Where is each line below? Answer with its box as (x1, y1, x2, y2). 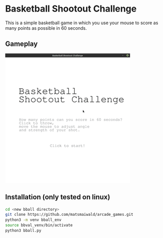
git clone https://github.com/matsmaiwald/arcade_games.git (5, 212, 134, 217)
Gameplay (5, 40, 38, 48)
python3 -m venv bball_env (5, 217, 62, 222)
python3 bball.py (5, 228, 42, 233)
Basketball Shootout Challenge (5, 3, 137, 15)
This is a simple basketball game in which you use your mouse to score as (5, 20, 158, 26)
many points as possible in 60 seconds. (5, 25, 87, 31)
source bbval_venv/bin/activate (5, 223, 73, 228)
